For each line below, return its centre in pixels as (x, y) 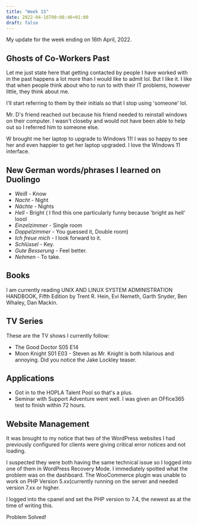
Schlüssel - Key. (34, 244)
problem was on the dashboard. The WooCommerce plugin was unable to (96, 475)
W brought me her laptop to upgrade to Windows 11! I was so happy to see (97, 139)
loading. (16, 451)
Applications (30, 378)
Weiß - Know (31, 194)
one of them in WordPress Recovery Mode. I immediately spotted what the (97, 469)
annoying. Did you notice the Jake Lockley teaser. (76, 360)
